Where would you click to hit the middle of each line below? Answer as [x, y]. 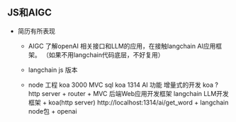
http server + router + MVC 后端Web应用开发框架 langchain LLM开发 [128, 93]
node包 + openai [52, 111]
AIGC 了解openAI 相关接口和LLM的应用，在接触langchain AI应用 [122, 46]
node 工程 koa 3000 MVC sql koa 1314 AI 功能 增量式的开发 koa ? [123, 85]
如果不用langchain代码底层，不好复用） [106, 54]
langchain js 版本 [53, 70]
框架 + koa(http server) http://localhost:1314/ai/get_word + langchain [128, 102]
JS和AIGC [29, 13]
